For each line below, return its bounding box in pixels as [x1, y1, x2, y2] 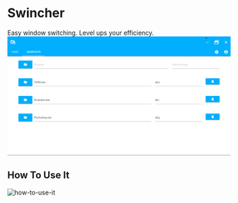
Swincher [7, 5, 65, 21]
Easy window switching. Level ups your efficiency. [7, 28, 154, 37]
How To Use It [7, 169, 69, 182]
